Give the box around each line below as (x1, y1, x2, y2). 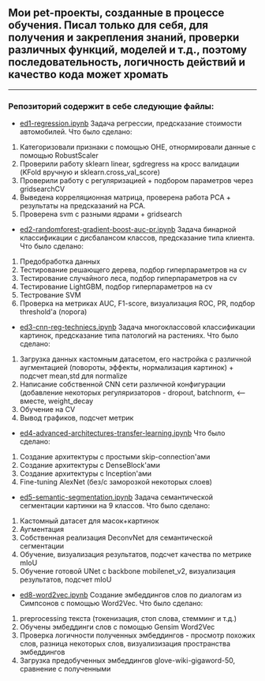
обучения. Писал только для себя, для (8, 19, 209, 32)
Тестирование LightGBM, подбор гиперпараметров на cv (19, 282, 213, 291)
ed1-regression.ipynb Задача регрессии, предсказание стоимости (19, 118, 242, 129)
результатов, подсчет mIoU (19, 575, 112, 585)
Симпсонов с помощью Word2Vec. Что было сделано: (19, 599, 203, 608)
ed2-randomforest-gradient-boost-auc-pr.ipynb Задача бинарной (19, 225, 237, 234)
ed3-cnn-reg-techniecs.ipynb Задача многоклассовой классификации (19, 323, 256, 332)
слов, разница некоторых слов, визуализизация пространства (19, 639, 231, 649)
